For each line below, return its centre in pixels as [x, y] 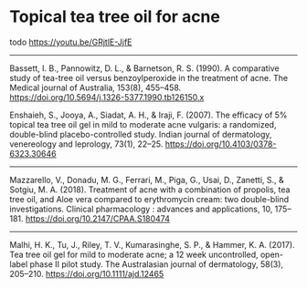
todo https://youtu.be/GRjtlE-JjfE [71, 42]
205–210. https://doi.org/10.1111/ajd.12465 [87, 273]
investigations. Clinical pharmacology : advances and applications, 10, [141, 209]
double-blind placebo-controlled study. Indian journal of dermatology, [141, 134]
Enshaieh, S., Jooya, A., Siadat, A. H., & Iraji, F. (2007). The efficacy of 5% [148, 115]
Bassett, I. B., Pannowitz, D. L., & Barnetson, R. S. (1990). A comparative [145, 68]
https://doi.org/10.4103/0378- [221, 144]
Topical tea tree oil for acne [115, 17]
